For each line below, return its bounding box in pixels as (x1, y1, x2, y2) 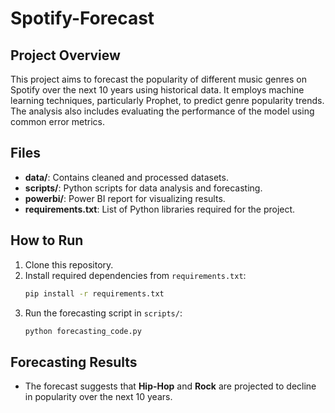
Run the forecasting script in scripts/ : (24, 307, 183, 319)
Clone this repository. (24, 258, 114, 271)
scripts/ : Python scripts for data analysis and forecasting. (24, 182, 263, 194)
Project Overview (10, 47, 121, 64)
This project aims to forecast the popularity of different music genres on (10, 73, 307, 85)
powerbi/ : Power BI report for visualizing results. (24, 192, 226, 204)
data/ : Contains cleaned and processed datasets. (24, 171, 229, 183)
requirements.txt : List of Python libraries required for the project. (24, 203, 296, 215)
